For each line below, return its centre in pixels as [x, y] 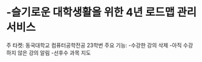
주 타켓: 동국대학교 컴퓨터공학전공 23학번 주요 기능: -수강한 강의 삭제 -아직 [94, 45]
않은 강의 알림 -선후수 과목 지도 [54, 52]
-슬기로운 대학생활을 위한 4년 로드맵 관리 [102, 12]
